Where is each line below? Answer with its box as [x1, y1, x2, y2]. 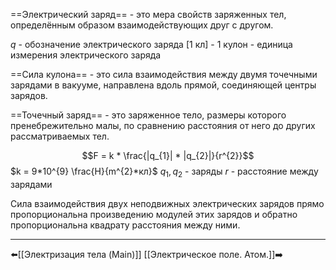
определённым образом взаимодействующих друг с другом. [10, 19, 274, 31]
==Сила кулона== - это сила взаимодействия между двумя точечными [10, 69, 318, 80]
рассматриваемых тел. [10, 130, 110, 142]
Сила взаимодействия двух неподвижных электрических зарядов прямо [10, 197, 325, 209]
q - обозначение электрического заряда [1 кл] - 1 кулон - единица [10, 39, 293, 50]
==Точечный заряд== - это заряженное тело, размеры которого [10, 109, 287, 121]
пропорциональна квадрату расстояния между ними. [10, 219, 241, 231]
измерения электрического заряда [10, 49, 162, 61]
